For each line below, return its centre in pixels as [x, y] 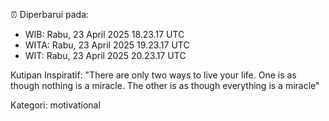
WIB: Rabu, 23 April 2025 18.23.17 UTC [104, 34]
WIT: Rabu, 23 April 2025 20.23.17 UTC [105, 55]
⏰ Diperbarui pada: [50, 14]
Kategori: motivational [55, 105]
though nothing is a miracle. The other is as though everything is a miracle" [165, 85]
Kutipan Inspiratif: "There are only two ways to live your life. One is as [153, 75]
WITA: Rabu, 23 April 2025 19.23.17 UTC [107, 45]
